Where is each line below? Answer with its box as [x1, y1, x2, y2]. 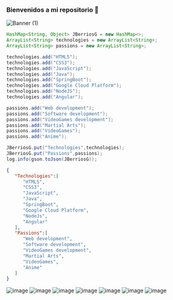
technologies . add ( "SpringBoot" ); [6, 77, 92, 83]
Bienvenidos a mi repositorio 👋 [6, 6, 99, 14]
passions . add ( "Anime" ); [6, 133, 67, 140]
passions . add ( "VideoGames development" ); [6, 116, 114, 122]
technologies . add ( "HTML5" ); [6, 53, 79, 60]
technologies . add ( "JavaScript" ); [6, 65, 92, 71]
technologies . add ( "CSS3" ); [6, 60, 75, 66]
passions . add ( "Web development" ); [6, 105, 95, 111]
